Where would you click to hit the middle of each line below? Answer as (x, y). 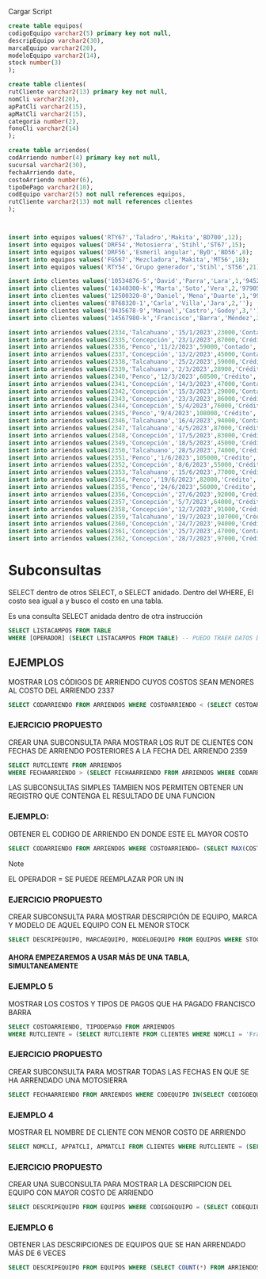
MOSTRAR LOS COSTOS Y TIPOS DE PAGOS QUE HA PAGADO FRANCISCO (132, 1004)
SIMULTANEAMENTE (44, 966)
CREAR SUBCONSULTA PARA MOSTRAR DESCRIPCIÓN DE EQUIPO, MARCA (133, 916)
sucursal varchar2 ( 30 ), (47, 165)
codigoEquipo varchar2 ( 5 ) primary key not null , (90, 33)
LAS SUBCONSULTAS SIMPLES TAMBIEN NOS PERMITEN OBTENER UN (126, 788)
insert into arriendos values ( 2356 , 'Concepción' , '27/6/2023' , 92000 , (123, 494)
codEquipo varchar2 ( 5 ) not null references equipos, (97, 195)
